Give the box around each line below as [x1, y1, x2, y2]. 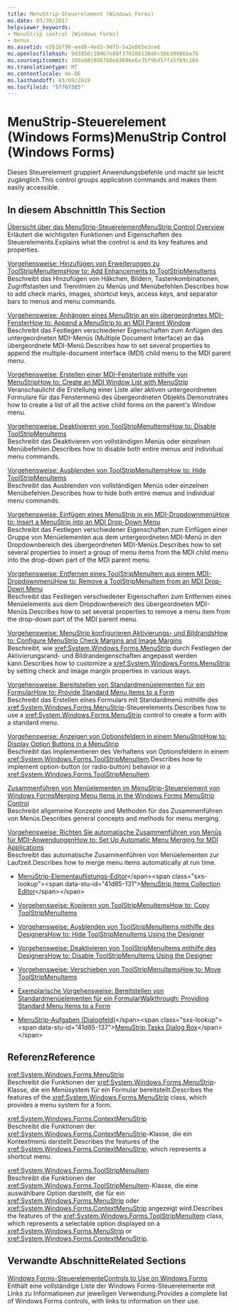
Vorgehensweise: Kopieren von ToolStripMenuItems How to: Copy [17, 901, 210, 909]
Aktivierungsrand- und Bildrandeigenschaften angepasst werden [7, 652, 198, 660]
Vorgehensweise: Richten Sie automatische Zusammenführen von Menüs [7, 828, 222, 836]
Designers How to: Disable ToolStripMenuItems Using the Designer [17, 951, 213, 960]
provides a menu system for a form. [7, 1100, 112, 1109]
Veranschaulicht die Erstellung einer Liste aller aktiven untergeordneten [7, 386, 217, 394]
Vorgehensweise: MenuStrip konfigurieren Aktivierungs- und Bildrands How [7, 629, 228, 637]
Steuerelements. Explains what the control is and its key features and [7, 238, 208, 246]
